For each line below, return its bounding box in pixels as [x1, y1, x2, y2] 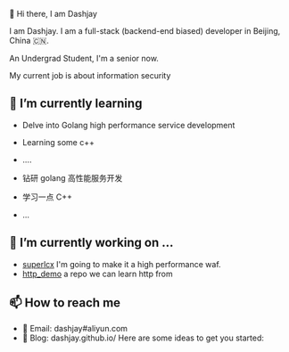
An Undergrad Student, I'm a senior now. [9, 53, 159, 63]
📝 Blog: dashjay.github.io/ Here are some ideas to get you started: [21, 332, 265, 343]
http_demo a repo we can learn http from [21, 268, 174, 279]
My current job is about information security [9, 70, 171, 80]
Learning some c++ [21, 136, 95, 147]
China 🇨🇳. [9, 36, 49, 45]
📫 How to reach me [9, 295, 121, 311]
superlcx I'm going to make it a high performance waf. [21, 258, 221, 269]
